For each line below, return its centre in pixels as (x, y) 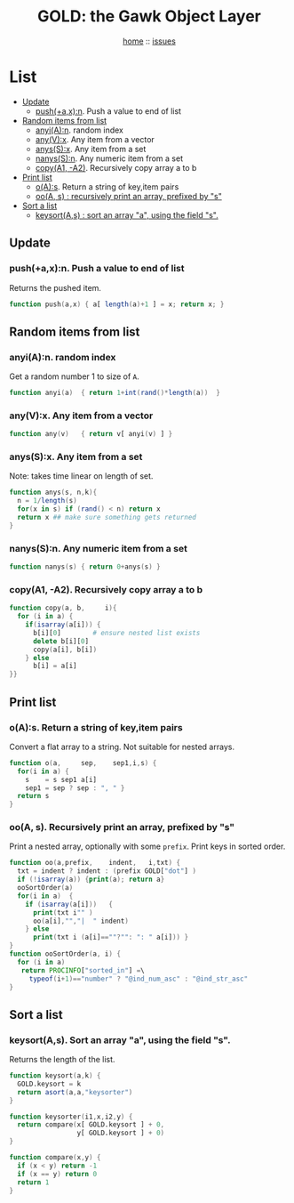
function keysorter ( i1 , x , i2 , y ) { (71, 1117)
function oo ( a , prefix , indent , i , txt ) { (95, 863)
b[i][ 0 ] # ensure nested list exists (116, 633)
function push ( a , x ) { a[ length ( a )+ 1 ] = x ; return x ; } (117, 304)
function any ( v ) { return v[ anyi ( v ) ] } (91, 434)
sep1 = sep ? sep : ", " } (75, 788)
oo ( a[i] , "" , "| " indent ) (80, 921)
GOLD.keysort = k (49, 1084)
